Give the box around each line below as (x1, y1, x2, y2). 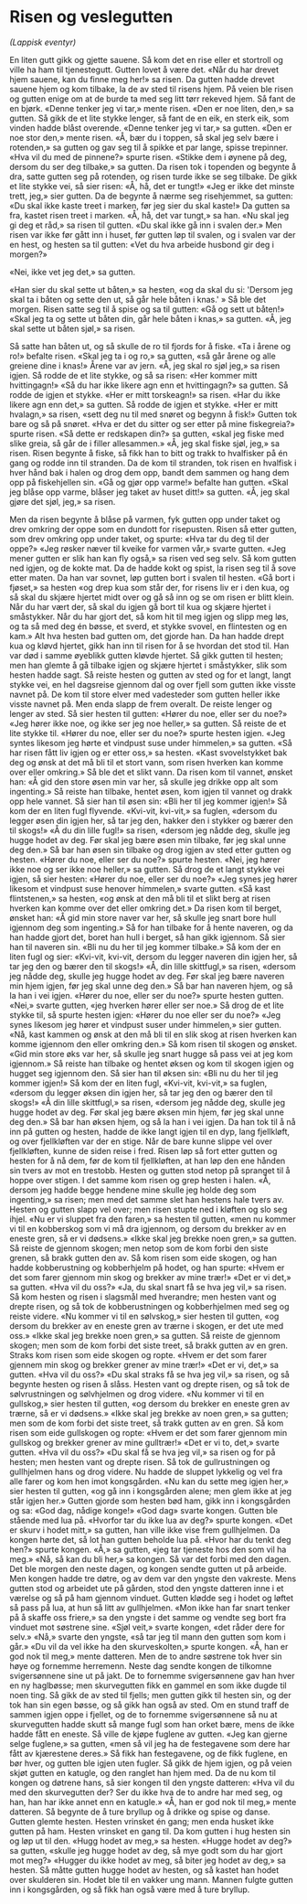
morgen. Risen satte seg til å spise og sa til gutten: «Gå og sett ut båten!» (9, 304, 285, 315)
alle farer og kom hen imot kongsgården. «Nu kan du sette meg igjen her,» (9, 1475, 290, 1487)
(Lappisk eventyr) (9, 37, 77, 48)
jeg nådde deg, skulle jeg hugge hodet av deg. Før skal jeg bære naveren (9, 970, 285, 981)
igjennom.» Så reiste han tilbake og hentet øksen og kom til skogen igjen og (9, 1058, 294, 1069)
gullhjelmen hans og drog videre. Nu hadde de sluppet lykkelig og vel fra (9, 1466, 283, 1477)
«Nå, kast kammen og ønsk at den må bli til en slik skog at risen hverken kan (9, 1029, 297, 1040)
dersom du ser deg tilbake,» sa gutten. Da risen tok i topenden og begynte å (9, 161, 297, 172)
